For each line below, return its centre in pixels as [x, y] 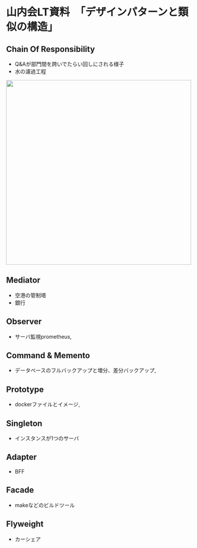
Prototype [25, 389]
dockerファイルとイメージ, [47, 404]
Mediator [23, 281]
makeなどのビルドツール [45, 505]
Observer [24, 322]
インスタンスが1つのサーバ [47, 439]
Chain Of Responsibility [51, 49]
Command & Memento [48, 356]
